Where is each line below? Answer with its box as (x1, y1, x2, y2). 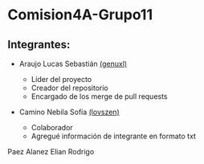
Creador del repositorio (31, 83, 109, 92)
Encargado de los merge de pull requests (31, 92, 168, 101)
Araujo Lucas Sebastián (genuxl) (18, 59, 128, 68)
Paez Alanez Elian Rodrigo (7, 147, 95, 156)
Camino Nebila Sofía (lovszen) (18, 107, 120, 117)
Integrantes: (7, 38, 71, 51)
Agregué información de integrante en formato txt (31, 131, 196, 141)
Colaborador (31, 123, 73, 132)
